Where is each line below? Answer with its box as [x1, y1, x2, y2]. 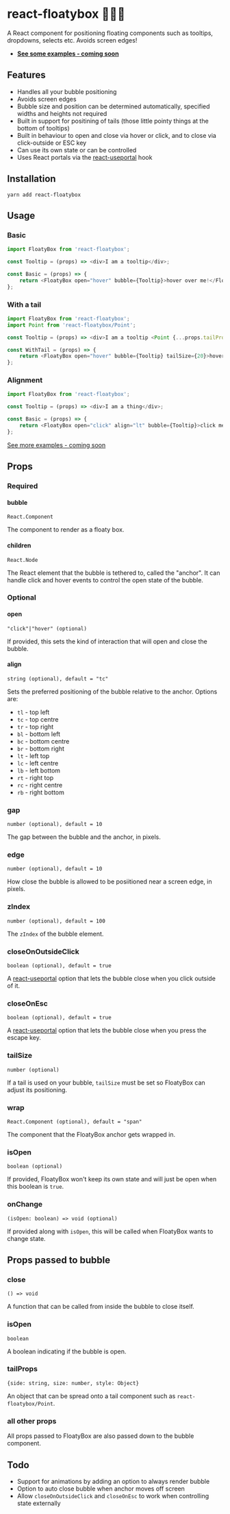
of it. [7, 982, 21, 990]
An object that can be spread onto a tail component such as [7, 1392, 176, 1400]
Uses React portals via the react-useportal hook [16, 153, 153, 161]
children [7, 541, 31, 549]
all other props [7, 1416, 57, 1426]
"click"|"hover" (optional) [7, 625, 88, 632]
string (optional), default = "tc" [7, 675, 109, 682]
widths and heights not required [16, 109, 107, 117]
